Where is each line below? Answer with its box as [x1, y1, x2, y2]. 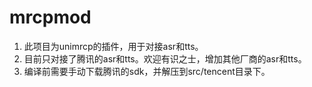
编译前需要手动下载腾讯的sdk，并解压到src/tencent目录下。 [23, 65, 271, 77]
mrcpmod [9, 6, 92, 29]
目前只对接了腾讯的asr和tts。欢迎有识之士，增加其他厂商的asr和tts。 [23, 52, 307, 65]
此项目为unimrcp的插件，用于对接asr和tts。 [23, 40, 204, 52]
